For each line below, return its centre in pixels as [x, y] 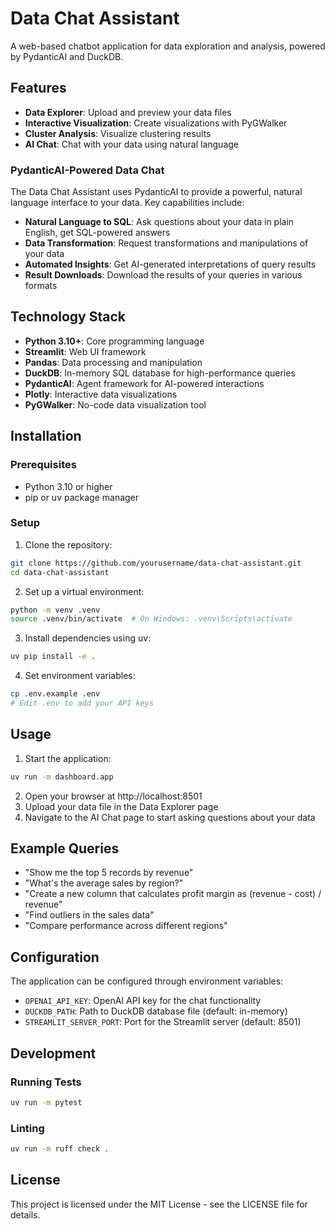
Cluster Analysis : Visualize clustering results [118, 133]
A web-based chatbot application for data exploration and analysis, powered [168, 46]
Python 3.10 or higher [68, 486]
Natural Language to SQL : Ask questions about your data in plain [159, 222]
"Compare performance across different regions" [126, 926]
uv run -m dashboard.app [62, 777]
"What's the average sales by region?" [104, 883]
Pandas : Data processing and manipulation [113, 362]
